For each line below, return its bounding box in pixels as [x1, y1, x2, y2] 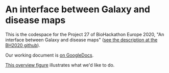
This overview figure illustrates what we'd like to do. [5, 62, 115, 68]
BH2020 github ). [5, 42, 40, 48]
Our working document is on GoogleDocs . [5, 52, 94, 58]
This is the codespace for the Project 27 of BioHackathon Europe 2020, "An [5, 31, 164, 37]
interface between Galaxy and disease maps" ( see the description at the [5, 37, 158, 43]
